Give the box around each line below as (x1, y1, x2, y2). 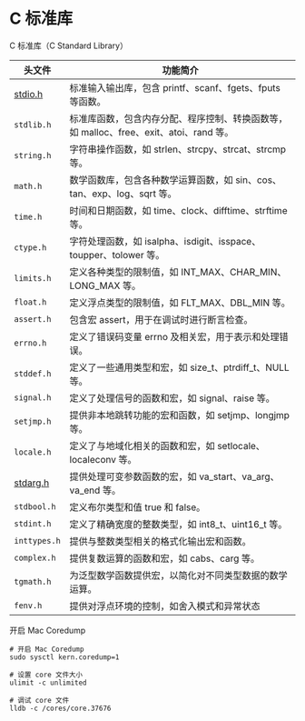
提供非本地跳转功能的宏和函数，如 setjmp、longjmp (69, 408, 290, 421)
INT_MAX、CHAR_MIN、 (181, 265, 287, 278)
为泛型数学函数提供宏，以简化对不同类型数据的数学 (69, 569, 288, 582)
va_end (69, 484, 101, 496)
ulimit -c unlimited (9, 678, 88, 687)
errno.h (14, 337, 47, 348)
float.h (14, 296, 47, 307)
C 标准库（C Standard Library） (9, 40, 129, 51)
